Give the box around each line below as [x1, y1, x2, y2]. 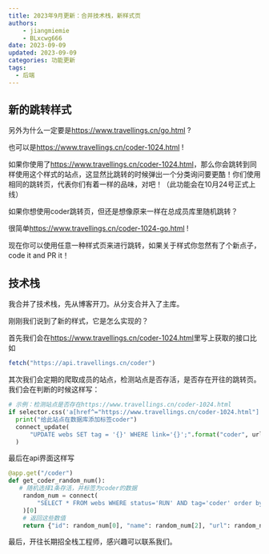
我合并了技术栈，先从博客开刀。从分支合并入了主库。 [8, 299, 184, 309]
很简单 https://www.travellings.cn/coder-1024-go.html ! [8, 223, 190, 233]
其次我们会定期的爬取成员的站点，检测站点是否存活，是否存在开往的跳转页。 [8, 375, 261, 384]
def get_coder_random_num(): [8, 477, 106, 485]
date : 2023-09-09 [8, 42, 66, 50]
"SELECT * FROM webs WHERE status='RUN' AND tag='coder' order [37, 499, 252, 507]
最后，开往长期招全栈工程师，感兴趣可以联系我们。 [8, 537, 177, 547]
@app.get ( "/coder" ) [8, 469, 74, 477]
